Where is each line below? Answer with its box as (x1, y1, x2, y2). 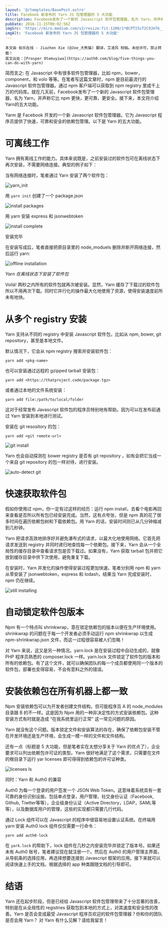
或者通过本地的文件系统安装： (5, 387, 66, 393)
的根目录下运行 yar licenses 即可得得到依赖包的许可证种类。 (5, 756, 129, 762)
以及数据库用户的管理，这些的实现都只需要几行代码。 (15, 806, 126, 812)
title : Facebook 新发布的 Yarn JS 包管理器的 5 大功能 (5, 12, 113, 17)
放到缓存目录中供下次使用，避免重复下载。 (5, 554, 93, 560)
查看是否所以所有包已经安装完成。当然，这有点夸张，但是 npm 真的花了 (9, 512, 157, 518)
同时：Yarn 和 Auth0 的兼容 (5, 776, 61, 782)
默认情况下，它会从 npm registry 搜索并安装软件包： (5, 348, 113, 354)
